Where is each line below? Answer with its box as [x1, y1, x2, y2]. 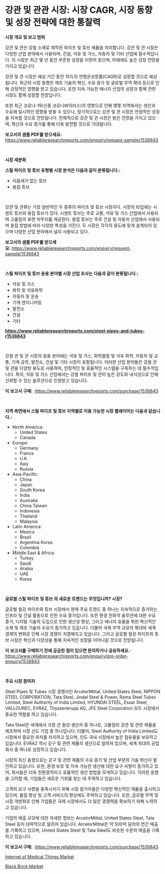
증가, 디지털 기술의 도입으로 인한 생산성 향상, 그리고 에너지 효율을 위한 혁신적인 [5, 619, 156, 624]
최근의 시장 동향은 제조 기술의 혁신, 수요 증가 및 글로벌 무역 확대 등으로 [19, 79, 155, 85]
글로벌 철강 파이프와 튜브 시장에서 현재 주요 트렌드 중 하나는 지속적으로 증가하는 [5, 606, 158, 612]
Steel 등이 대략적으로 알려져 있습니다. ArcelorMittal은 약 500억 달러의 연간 [5, 821, 149, 827]
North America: [12, 424, 43, 430]
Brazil [19, 534, 32, 540]
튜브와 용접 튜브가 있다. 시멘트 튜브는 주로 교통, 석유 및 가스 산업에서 [14, 210, 145, 216]
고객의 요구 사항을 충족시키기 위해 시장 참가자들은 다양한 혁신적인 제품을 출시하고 [5, 786, 161, 792]
